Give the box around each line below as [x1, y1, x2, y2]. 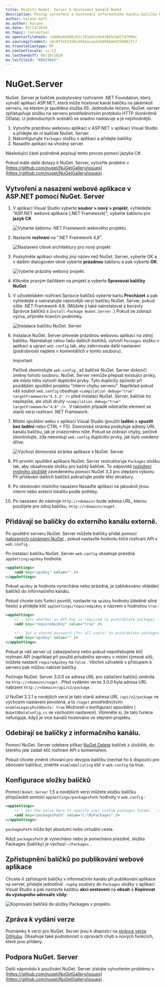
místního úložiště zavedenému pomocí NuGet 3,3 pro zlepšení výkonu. [12, 469, 155, 474]
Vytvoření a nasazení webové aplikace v [5, 185, 131, 193]
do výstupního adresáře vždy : [5, 891, 68, 897]
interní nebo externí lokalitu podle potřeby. [12, 489, 98, 494]
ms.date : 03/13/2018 [5, 26, 48, 30]
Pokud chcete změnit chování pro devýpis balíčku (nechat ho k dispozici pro [5, 756, 160, 762]
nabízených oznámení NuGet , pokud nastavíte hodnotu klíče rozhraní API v [5, 535, 158, 541]
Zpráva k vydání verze [5, 915, 75, 924]
